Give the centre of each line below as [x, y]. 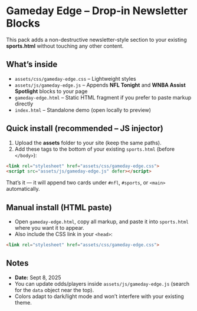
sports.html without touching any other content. [65, 46]
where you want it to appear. [49, 228]
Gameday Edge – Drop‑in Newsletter [97, 11]
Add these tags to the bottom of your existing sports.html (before [95, 149]
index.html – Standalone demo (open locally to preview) [83, 110]
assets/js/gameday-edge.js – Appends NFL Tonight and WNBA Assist [100, 85]
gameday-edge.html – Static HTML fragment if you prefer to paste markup [103, 97]
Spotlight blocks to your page [51, 91]
